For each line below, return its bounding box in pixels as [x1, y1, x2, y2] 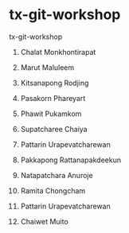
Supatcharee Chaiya [20, 124, 88, 134]
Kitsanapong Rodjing [20, 78, 89, 87]
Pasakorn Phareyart [20, 93, 86, 103]
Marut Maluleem [20, 62, 75, 72]
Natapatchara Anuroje [20, 170, 94, 180]
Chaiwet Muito [20, 216, 68, 226]
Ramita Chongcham [20, 185, 86, 196]
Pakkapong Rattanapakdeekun [20, 155, 122, 165]
